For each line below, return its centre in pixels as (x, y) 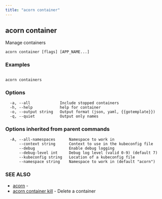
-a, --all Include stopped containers (64, 103)
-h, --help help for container (55, 108)
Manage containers (25, 43)
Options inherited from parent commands (58, 129)
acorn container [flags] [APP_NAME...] (47, 52)
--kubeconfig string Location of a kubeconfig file (77, 157)
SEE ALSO (18, 175)
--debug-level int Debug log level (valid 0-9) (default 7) (88, 153)
